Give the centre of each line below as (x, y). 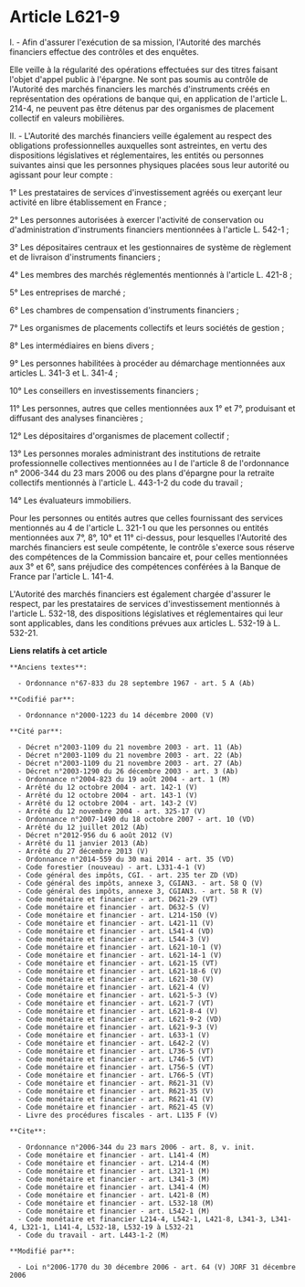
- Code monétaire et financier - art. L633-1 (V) (114, 1035)
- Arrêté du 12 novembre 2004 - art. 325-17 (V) (112, 811)
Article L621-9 (65, 17)
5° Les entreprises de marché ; (68, 292)
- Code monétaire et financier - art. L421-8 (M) (114, 1195)
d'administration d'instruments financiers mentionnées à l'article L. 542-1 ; (149, 229)
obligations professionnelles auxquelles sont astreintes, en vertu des (138, 145)
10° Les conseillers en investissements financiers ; (104, 390)
